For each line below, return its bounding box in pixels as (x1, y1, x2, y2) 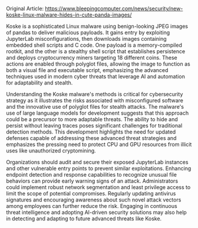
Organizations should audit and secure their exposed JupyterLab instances (6, 159, 189, 165)
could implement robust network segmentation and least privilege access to (6, 184, 191, 191)
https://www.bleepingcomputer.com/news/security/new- (45, 5, 183, 12)
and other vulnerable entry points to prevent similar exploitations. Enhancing (6, 165, 192, 172)
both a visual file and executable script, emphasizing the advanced (6, 67, 169, 73)
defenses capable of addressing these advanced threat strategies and (6, 135, 177, 141)
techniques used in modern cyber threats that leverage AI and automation (6, 73, 186, 80)
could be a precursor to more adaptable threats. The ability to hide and (6, 116, 178, 123)
